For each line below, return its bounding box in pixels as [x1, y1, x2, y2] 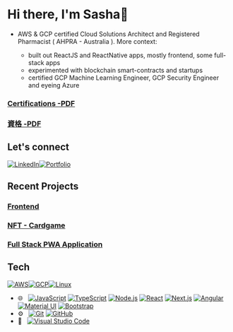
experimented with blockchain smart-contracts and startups [28, 66, 203, 74]
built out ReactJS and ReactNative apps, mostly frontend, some [28, 51, 213, 59]
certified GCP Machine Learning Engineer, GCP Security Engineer [28, 73, 220, 82]
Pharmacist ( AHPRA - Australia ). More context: [17, 37, 157, 45]
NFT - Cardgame [7, 220, 66, 230]
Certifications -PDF [7, 98, 76, 108]
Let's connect [7, 141, 69, 153]
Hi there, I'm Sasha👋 [7, 6, 129, 23]
